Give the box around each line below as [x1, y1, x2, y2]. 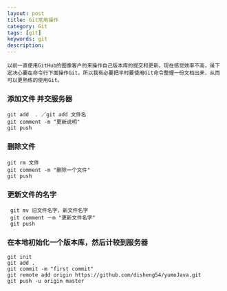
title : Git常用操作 [7, 17, 59, 23]
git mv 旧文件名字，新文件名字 [10, 207, 89, 214]
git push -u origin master [7, 278, 85, 285]
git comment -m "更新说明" [7, 118, 80, 126]
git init [7, 254, 32, 261]
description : [7, 42, 45, 49]
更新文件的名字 [7, 190, 57, 200]
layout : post [7, 10, 45, 17]
